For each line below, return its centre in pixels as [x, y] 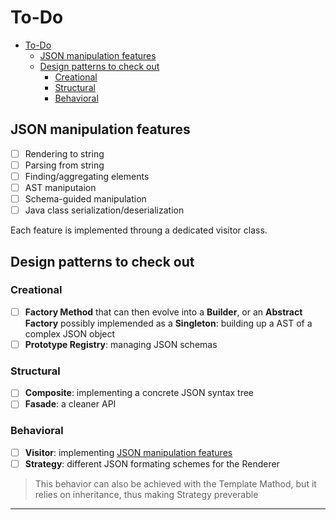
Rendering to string [64, 153]
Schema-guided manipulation [85, 199]
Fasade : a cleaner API [70, 404]
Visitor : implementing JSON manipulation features [128, 452]
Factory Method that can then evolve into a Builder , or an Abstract [163, 312]
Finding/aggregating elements [87, 176]
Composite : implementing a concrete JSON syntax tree [139, 393]
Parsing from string [64, 165]
